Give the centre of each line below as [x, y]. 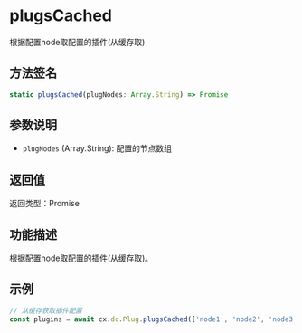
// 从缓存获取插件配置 [46, 310]
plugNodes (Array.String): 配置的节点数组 [97, 148]
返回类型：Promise [44, 204]
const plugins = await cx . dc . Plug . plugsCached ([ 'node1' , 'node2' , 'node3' [153, 319]
